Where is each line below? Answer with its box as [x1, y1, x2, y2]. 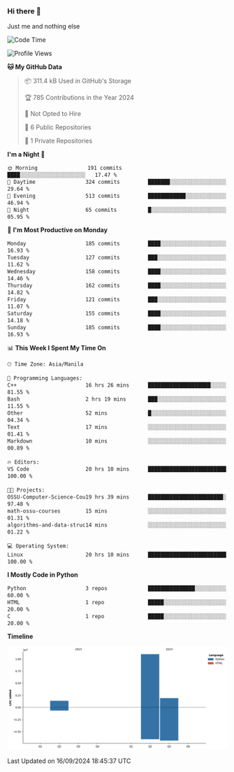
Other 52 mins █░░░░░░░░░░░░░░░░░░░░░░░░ [7, 410, 227, 417]
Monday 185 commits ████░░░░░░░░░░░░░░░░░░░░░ [7, 241, 227, 248]
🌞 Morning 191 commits [7, 164, 122, 172]
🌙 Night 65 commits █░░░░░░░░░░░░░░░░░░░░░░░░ [7, 206, 227, 214]
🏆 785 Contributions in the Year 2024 [24, 94, 135, 102]
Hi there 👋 [7, 6, 42, 16]
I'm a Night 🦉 [7, 150, 45, 159]
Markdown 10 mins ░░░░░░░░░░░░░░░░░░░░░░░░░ [7, 438, 227, 445]
